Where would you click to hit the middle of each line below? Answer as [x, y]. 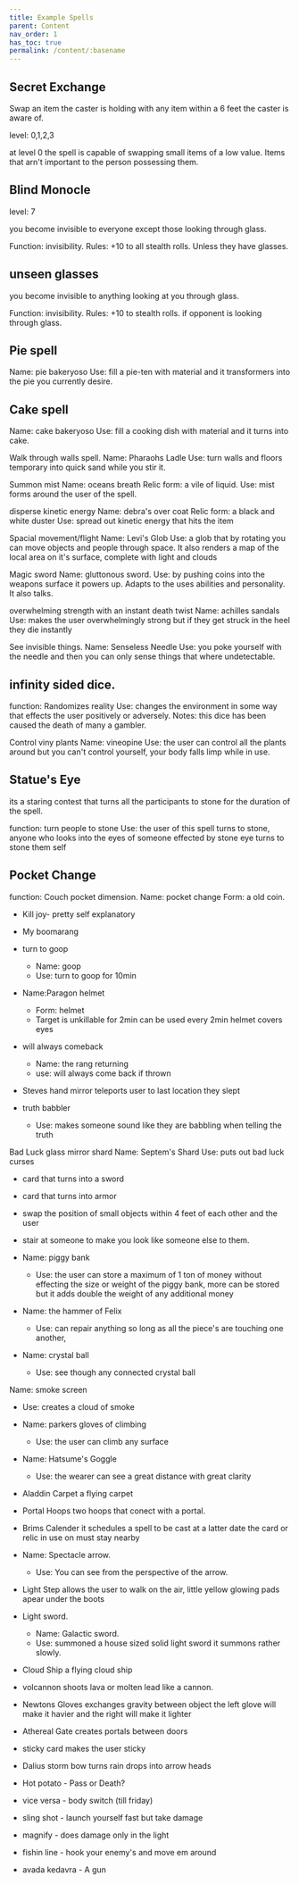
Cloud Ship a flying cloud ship [77, 1670]
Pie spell [33, 350]
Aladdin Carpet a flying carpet [78, 1493]
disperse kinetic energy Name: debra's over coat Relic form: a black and [142, 512]
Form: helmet [60, 1010]
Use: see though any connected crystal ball [116, 1372]
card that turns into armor [70, 1196]
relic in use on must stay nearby [81, 1538]
